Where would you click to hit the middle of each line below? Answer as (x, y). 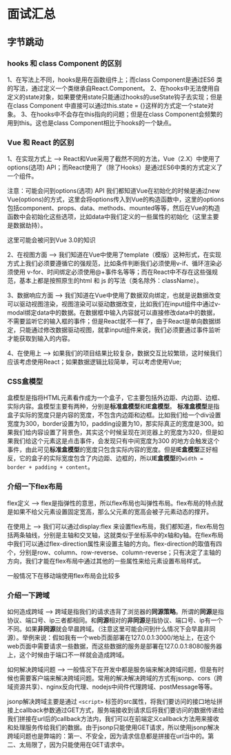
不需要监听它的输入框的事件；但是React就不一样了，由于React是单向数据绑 (114, 321)
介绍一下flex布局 (35, 487)
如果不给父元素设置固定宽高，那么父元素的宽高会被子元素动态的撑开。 (112, 512)
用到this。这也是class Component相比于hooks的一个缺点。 (91, 122)
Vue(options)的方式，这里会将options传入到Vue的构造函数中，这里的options (116, 199)
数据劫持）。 (30, 225)
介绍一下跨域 (29, 595)
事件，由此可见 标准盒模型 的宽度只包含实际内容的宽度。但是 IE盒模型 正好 (110, 449)
